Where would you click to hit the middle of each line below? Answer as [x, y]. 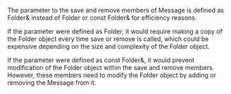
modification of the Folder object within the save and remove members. [111, 67]
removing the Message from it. [52, 83]
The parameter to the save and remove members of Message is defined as [115, 10]
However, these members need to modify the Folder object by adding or [112, 75]
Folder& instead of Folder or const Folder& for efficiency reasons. [102, 18]
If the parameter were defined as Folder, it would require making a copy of [115, 31]
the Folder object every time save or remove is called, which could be [108, 39]
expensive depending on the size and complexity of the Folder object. [108, 46]
